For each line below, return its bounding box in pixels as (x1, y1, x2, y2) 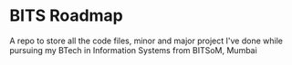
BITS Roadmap (9, 5, 123, 26)
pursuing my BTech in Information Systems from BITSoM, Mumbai (9, 44, 257, 55)
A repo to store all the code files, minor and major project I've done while (9, 35, 283, 46)
